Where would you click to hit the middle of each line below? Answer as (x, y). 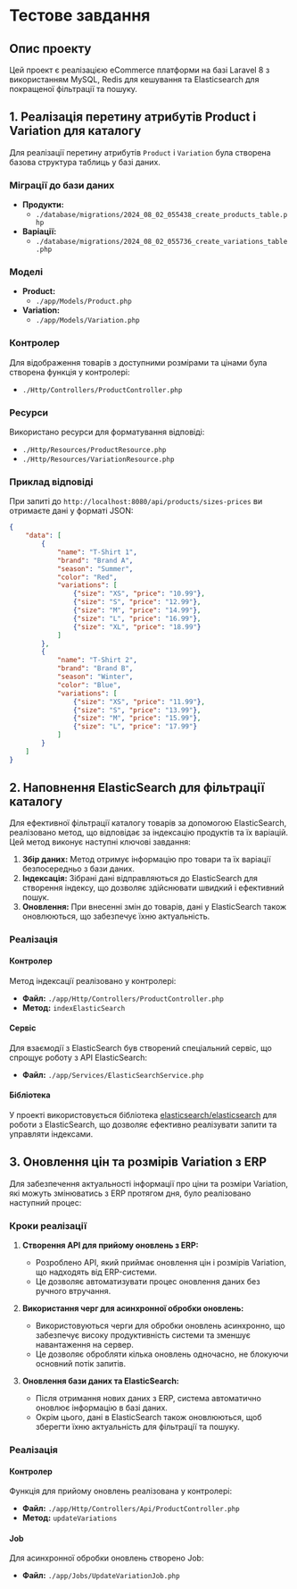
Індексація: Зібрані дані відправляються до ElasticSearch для (140, 879)
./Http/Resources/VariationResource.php (98, 459)
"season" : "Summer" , (95, 568)
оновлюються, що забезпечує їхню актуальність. (116, 916)
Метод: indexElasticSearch (74, 1007)
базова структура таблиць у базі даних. (85, 162)
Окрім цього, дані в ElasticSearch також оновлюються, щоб (148, 1417)
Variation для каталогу (75, 131)
